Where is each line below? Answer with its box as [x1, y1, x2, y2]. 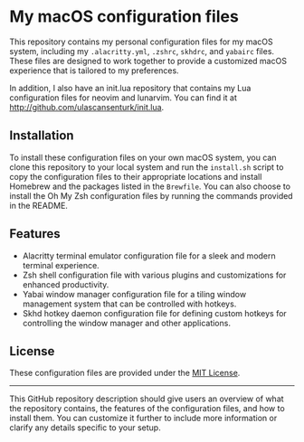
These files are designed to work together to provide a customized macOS [9, 55, 288, 66]
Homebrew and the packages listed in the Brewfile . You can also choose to [9, 181, 291, 192]
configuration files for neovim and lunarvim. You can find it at [9, 92, 238, 103]
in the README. [9, 200, 68, 211]
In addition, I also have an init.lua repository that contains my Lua [9, 82, 252, 93]
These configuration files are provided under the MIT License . [9, 368, 241, 379]
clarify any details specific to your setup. [9, 422, 161, 433]
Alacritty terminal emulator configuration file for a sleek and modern [22, 250, 276, 261]
